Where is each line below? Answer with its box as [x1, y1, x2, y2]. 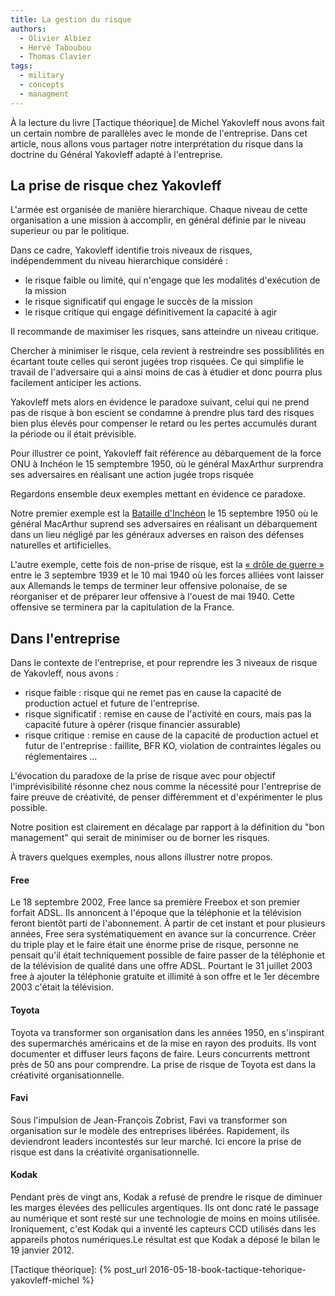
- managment [19, 89, 70, 99]
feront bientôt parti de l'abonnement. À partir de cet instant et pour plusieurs [10, 917, 326, 930]
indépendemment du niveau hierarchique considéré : [10, 255, 229, 267]
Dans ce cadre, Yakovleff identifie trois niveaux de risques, [10, 244, 253, 256]
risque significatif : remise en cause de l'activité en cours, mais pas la [24, 708, 312, 720]
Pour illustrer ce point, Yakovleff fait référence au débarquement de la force [10, 447, 322, 460]
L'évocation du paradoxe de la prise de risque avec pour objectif [10, 770, 276, 782]
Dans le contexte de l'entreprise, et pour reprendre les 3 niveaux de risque [10, 657, 318, 669]
